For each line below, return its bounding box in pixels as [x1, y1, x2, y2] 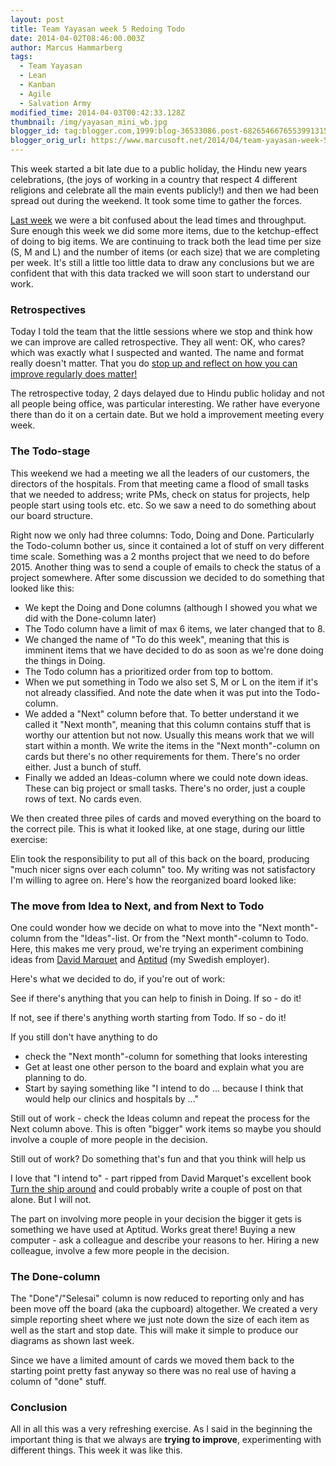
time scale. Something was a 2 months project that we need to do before [10, 550, 310, 562]
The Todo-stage [10, 444, 91, 458]
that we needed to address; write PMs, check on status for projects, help [10, 488, 310, 500]
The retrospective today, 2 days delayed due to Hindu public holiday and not [10, 387, 325, 400]
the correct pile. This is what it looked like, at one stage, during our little [10, 822, 305, 835]
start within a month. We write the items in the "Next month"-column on [24, 739, 320, 751]
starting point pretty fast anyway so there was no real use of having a [10, 1365, 297, 1377]
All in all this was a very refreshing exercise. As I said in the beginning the [10, 1423, 313, 1435]
